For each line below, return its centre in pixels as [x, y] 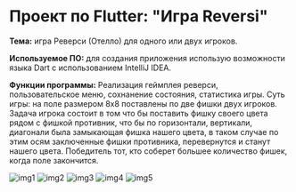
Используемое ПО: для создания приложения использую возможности [147, 58]
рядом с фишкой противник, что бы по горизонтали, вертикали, [131, 123]
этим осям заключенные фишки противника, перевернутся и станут [140, 141]
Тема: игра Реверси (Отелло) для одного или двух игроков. [123, 41]
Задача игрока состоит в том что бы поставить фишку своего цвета [139, 113]
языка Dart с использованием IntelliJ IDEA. [90, 68]
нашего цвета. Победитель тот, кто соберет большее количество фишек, [148, 151]
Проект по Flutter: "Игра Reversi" [139, 16]
